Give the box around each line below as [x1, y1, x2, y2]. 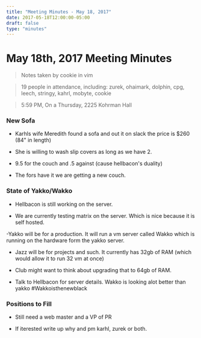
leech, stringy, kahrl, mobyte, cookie [20, 90, 111, 97]
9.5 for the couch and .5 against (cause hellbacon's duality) [14, 160, 163, 167]
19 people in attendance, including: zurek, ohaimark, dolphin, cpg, [20, 83, 185, 91]
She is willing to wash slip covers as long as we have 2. [14, 148, 152, 156]
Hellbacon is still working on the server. [14, 200, 113, 208]
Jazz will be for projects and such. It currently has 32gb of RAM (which [14, 248, 192, 255]
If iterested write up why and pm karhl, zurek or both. [14, 325, 147, 333]
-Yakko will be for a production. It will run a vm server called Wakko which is [6, 230, 195, 237]
